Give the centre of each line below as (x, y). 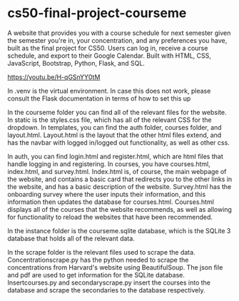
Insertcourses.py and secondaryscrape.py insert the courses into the (109, 282)
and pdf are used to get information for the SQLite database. (96, 275)
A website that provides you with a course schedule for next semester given (119, 33)
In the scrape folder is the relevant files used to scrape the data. (101, 252)
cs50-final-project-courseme (97, 13)
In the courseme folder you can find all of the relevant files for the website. (117, 112)
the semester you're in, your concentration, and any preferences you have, (117, 40)
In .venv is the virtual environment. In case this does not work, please (109, 91)
